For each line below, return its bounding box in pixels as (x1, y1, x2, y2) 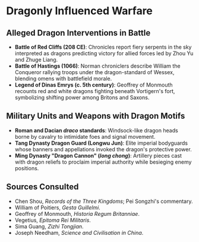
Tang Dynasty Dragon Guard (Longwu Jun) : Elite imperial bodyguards (14, 139, 188, 147)
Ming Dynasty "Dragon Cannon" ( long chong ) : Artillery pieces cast (14, 152, 182, 159)
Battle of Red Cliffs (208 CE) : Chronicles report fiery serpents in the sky (14, 43, 192, 50)
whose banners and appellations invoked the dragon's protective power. (14, 145, 192, 152)
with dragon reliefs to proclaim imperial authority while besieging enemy (14, 158, 192, 165)
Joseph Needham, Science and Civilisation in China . (14, 229, 144, 236)
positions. (14, 164, 39, 171)
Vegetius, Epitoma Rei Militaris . (14, 216, 91, 224)
